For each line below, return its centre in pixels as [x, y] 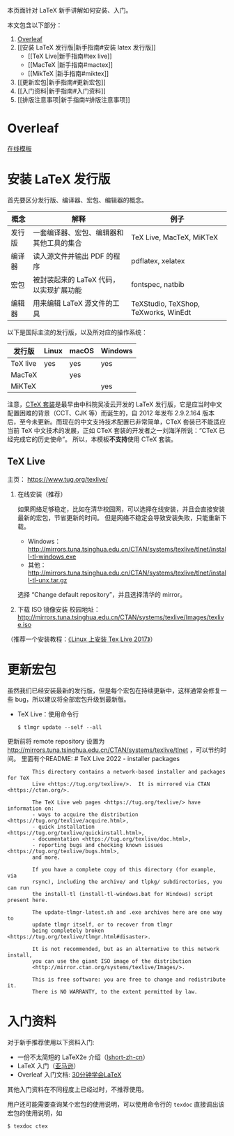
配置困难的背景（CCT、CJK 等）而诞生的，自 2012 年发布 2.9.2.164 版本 [111, 413]
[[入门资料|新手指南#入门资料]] [61, 91]
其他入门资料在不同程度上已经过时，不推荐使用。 [77, 1089]
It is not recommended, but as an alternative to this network [126, 949]
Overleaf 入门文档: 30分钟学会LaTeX [69, 1075]
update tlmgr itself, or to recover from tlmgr [102, 924]
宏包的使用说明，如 [35, 1113]
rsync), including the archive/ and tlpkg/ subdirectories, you [127, 882]
